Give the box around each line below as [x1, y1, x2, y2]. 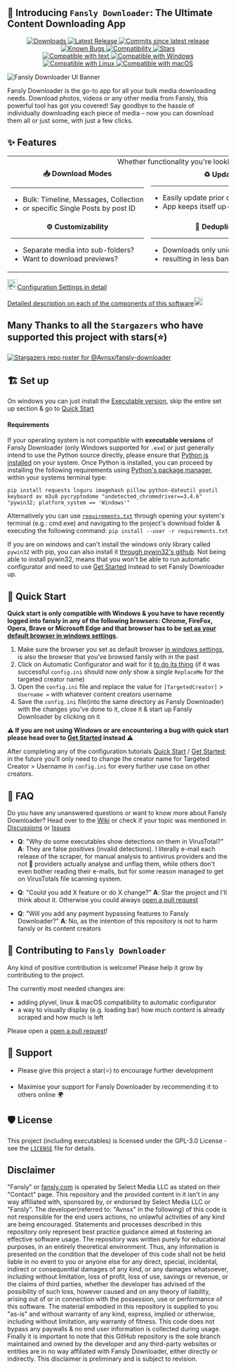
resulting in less [162, 254, 215, 264]
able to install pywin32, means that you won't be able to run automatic [7, 555, 211, 563]
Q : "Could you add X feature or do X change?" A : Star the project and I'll [17, 888, 227, 897]
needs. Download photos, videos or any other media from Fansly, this [7, 94, 209, 102]
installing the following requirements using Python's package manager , [7, 466, 213, 475]
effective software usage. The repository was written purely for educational [7, 1235, 226, 1243]
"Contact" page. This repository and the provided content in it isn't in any [7, 1190, 219, 1199]
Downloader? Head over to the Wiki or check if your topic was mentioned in [7, 817, 226, 825]
